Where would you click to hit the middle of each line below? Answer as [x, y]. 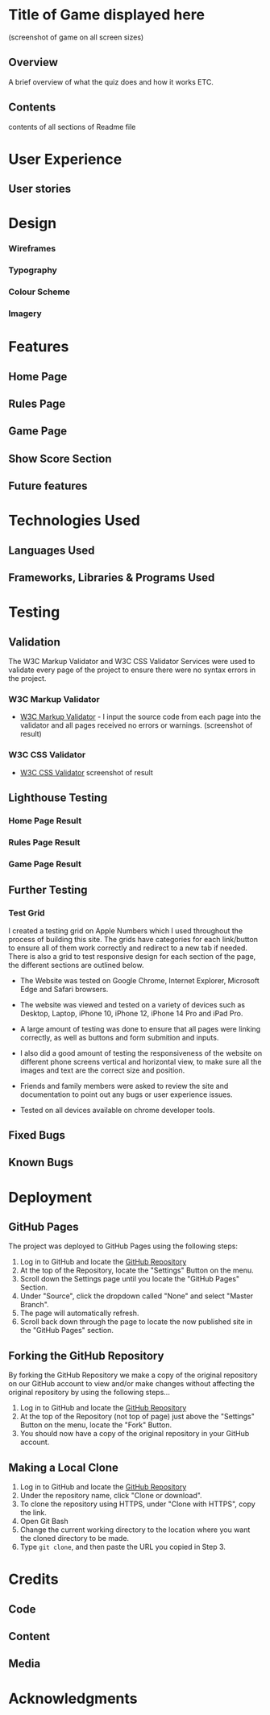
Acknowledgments [73, 1698]
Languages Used [52, 550]
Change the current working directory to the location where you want [135, 1530]
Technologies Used [75, 521]
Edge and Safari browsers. [64, 989]
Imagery [25, 314]
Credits [33, 1579]
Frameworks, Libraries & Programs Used [112, 578]
